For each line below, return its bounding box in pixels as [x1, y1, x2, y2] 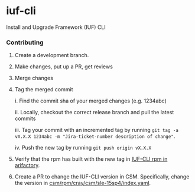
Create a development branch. [14, 52, 89, 59]
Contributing [6, 38, 44, 47]
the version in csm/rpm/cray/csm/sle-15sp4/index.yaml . [14, 180, 151, 187]
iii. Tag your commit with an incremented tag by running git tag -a [14, 127, 179, 134]
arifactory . [14, 162, 40, 169]
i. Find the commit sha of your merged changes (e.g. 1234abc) [14, 97, 167, 104]
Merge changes [14, 75, 53, 82]
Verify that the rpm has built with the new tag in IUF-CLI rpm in [14, 155, 168, 163]
